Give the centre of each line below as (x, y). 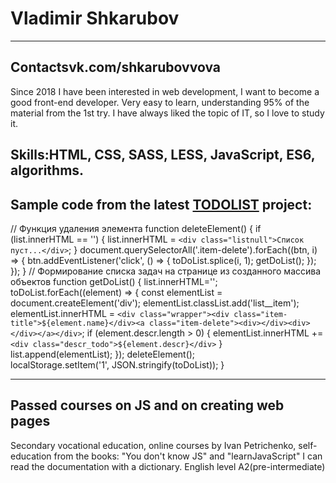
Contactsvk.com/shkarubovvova (115, 67)
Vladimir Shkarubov (95, 18)
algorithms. (47, 170)
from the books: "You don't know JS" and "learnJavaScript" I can (188, 456)
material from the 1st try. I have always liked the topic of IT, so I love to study (167, 113)
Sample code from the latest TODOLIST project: (161, 204)
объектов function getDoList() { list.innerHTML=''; (114, 281)
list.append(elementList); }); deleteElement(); (103, 354)
